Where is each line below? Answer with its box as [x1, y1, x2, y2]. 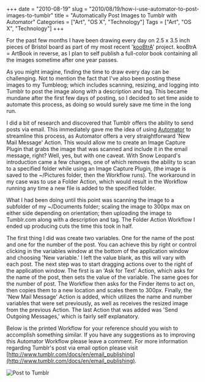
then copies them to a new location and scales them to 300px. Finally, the [6, 287, 192, 294]
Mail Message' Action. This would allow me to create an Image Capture [6, 139, 185, 146]
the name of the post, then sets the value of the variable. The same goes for [6, 273, 198, 281]
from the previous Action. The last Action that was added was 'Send [6, 306, 178, 313]
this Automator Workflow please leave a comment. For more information [6, 338, 188, 345]
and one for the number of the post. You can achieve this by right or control [6, 241, 197, 248]
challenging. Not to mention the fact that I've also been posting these [6, 75, 181, 82]
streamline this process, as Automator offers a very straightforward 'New [6, 132, 190, 139]
